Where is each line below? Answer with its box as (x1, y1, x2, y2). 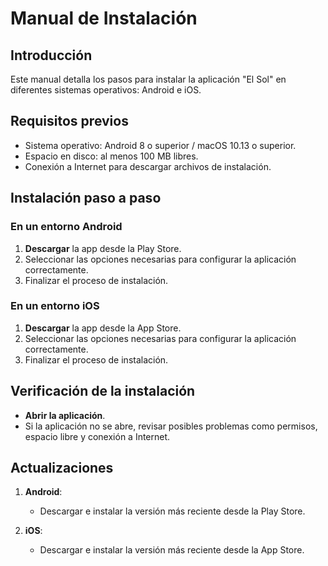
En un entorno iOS (10, 299, 100, 313)
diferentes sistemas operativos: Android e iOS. (10, 84, 202, 96)
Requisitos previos (10, 113, 129, 130)
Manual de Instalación (10, 7, 198, 30)
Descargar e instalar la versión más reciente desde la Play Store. (39, 505, 306, 517)
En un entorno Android (10, 220, 123, 234)
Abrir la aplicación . (24, 409, 106, 421)
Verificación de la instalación (10, 383, 196, 400)
